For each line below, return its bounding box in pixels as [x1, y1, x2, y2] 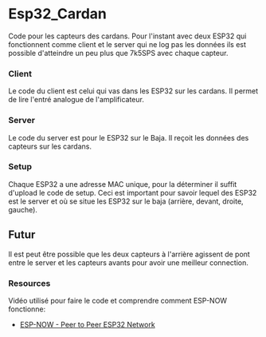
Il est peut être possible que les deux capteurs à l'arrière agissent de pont [8, 249, 251, 259]
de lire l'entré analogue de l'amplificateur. [8, 95, 145, 105]
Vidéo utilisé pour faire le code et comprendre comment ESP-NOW [8, 295, 228, 305]
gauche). [8, 204, 38, 214]
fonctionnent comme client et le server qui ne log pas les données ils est [8, 39, 247, 49]
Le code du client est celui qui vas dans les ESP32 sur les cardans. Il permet [8, 86, 259, 96]
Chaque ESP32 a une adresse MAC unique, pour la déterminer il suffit [8, 179, 237, 188]
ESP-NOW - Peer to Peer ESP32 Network [19, 319, 155, 329]
